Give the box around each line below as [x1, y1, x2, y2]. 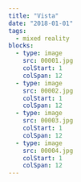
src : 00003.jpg [22, 117, 74, 125]
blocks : [8, 42, 34, 50]
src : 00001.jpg [22, 57, 74, 65]
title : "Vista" [8, 11, 59, 20]
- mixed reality [15, 34, 70, 43]
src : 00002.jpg [22, 86, 74, 95]
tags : [8, 27, 26, 35]
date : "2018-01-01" [8, 19, 74, 27]
